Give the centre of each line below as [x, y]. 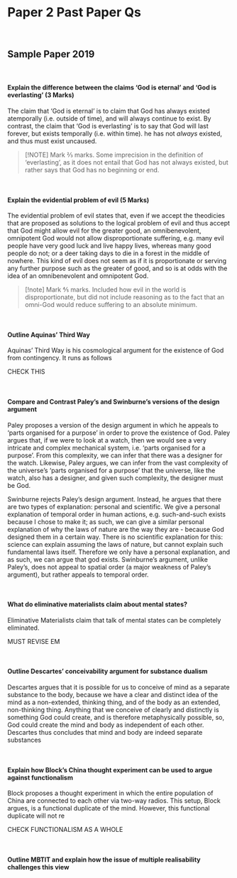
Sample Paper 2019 [51, 54]
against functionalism [40, 777]
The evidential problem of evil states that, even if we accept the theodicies [116, 216]
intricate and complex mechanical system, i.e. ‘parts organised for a [106, 448]
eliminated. [23, 628]
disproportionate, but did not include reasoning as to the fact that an [125, 297]
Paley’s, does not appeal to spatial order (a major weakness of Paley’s [109, 567]
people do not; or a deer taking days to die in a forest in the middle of [109, 253]
